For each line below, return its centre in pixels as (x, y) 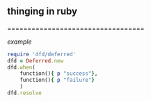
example (19, 42)
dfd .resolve (24, 93)
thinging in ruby (42, 11)
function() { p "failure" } (57, 80)
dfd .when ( (22, 67)
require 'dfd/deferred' (42, 54)
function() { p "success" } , (59, 74)
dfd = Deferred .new (35, 61)
